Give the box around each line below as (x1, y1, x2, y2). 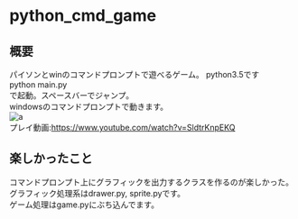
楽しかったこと (9, 151, 93, 167)
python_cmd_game (9, 5, 156, 26)
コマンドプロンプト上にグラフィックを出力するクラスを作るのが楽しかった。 (9, 177, 294, 187)
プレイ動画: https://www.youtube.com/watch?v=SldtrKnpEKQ (9, 123, 236, 132)
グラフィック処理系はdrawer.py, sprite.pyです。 (9, 187, 185, 198)
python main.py (9, 79, 68, 90)
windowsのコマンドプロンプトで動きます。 (9, 101, 169, 112)
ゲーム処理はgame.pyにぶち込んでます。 (9, 199, 160, 210)
